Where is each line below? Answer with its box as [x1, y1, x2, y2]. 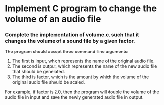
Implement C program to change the [5, 3, 157, 14]
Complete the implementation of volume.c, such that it [5, 31, 139, 38]
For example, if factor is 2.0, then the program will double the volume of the [5, 89, 160, 95]
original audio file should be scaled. [12, 79, 85, 85]
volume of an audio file [5, 13, 101, 25]
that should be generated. [12, 69, 65, 75]
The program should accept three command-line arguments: [5, 49, 129, 54]
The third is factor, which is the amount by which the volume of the [12, 74, 149, 80]
